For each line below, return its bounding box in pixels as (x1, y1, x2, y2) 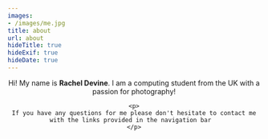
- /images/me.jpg (7, 19, 66, 27)
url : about (7, 34, 44, 42)
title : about (7, 26, 51, 34)
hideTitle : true (7, 42, 62, 50)
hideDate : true (7, 57, 59, 65)
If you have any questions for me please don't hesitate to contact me (11, 109, 257, 117)
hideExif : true (7, 49, 59, 57)
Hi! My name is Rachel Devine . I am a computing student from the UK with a (8, 77, 260, 88)
